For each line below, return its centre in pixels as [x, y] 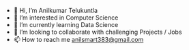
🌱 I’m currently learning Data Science [66, 25]
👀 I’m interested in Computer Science [66, 18]
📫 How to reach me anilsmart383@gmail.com [78, 40]
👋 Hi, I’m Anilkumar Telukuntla [55, 10]
